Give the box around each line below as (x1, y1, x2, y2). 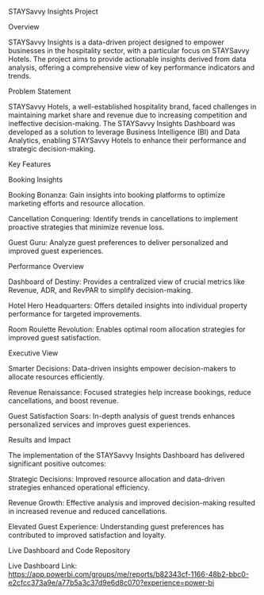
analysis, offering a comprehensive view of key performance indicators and (8, 63, 255, 72)
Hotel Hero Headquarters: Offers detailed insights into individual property (8, 301, 248, 310)
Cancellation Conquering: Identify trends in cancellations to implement (8, 214, 239, 223)
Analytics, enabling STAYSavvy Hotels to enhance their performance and (8, 136, 247, 145)
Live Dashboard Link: (8, 561, 78, 570)
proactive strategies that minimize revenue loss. (8, 222, 165, 232)
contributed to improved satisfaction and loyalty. (8, 531, 166, 539)
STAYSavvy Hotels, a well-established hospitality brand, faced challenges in (8, 102, 257, 111)
